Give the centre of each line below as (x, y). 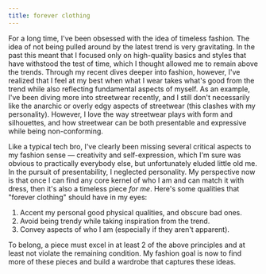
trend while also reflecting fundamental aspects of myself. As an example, (129, 89)
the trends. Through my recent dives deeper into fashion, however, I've (124, 71)
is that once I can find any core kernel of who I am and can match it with (126, 180)
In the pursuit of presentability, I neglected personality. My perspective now (132, 172)
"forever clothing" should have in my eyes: (78, 197)
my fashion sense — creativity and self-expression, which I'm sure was (125, 155)
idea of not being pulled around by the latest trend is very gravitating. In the (132, 46)
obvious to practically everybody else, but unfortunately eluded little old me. (133, 163)
